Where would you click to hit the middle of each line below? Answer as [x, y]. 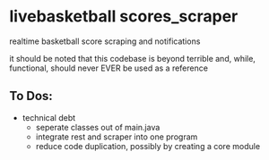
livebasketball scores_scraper [124, 17]
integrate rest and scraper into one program [117, 137]
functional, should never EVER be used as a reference [109, 68]
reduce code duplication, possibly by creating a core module [148, 146]
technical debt [49, 117]
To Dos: [31, 96]
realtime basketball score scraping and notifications [105, 41]
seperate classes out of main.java [98, 127]
